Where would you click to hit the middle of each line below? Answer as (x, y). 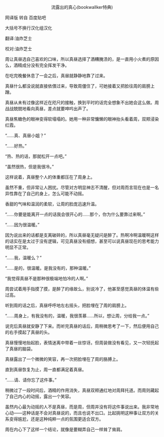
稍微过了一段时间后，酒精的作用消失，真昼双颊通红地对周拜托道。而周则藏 (80, 390)
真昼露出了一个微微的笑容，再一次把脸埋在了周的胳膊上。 (63, 359)
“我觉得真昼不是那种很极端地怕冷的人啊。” (47, 278)
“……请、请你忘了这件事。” (31, 380)
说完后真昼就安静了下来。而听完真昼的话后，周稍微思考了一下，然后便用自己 (82, 326)
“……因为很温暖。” (22, 225)
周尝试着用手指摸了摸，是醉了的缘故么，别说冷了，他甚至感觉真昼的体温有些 (82, 289)
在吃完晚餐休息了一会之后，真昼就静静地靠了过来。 (56, 76)
